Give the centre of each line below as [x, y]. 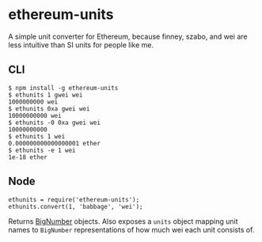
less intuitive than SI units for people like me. [81, 44]
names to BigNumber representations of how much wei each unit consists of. [131, 229]
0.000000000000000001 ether [55, 143]
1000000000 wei [33, 102]
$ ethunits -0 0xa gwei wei [55, 123]
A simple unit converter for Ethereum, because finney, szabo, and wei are [128, 36]
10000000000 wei [35, 115]
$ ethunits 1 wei [37, 136]
